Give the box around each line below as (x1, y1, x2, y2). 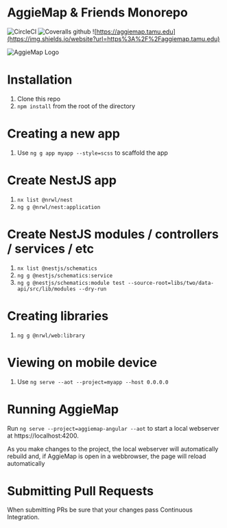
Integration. (7, 513, 40, 521)
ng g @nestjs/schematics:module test (16, 279, 126, 286)
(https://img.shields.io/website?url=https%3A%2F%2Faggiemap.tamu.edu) (7, 34, 220, 42)
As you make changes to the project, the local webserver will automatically (7, 444, 219, 453)
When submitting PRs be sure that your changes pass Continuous (7, 505, 193, 514)
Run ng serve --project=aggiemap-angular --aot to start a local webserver (7, 424, 219, 432)
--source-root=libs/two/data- (128, 279, 214, 286)
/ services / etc (7, 241, 95, 256)
